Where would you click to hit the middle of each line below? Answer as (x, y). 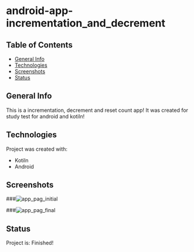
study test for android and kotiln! (45, 116)
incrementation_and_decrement (86, 23)
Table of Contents (40, 45)
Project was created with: (37, 149)
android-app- (40, 11)
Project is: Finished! (30, 243)
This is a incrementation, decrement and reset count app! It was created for (97, 110)
